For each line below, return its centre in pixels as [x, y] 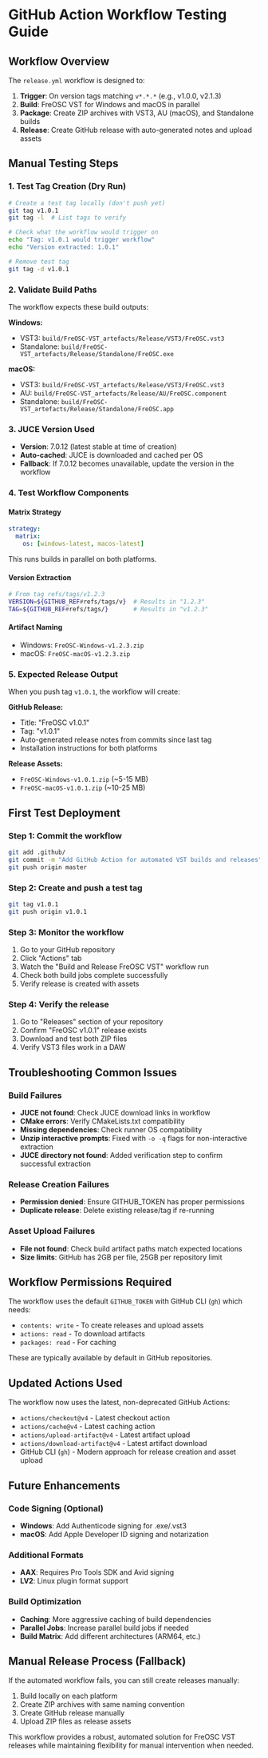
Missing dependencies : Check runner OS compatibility [111, 1129]
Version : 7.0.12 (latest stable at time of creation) [98, 447]
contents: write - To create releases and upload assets [112, 1325]
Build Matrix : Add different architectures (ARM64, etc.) [110, 1636]
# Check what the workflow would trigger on [83, 232]
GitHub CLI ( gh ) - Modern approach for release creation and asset [128, 1452]
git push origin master [48, 867]
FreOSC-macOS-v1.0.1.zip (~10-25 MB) [83, 788]
